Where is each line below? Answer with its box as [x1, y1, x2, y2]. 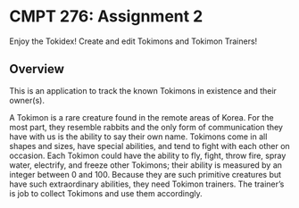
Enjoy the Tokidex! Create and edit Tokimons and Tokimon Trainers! [9, 36, 258, 46]
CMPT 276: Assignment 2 [9, 6, 203, 27]
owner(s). [9, 95, 45, 105]
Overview [9, 62, 65, 77]
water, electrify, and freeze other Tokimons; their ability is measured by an [9, 159, 283, 171]
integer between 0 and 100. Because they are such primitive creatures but [9, 169, 282, 179]
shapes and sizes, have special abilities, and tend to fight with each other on [9, 140, 290, 151]
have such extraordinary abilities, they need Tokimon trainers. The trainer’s [9, 179, 285, 189]
